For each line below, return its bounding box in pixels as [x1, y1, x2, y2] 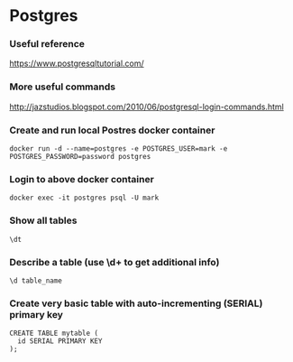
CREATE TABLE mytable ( [9, 329, 99, 339]
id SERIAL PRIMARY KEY [17, 337, 103, 346]
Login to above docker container [9, 173, 155, 185]
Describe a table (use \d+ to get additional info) [9, 255, 220, 268]
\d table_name [9, 276, 63, 285]
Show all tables [9, 214, 78, 227]
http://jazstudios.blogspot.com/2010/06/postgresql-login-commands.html [9, 101, 284, 112]
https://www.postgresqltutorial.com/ [9, 58, 144, 69]
